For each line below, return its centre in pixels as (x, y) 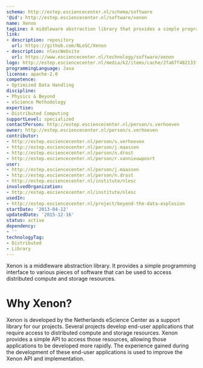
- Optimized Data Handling (40, 85)
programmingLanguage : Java (40, 68)
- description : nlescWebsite (43, 52)
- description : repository (40, 40)
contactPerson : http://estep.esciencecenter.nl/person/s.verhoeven (93, 125)
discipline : (21, 91)
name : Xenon (21, 23)
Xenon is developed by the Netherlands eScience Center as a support (93, 320)
